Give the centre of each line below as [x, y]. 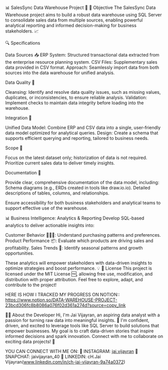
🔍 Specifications [23, 43]
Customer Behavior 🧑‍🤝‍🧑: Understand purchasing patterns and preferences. [83, 235]
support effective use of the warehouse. [47, 208]
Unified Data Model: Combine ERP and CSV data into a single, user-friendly [83, 128]
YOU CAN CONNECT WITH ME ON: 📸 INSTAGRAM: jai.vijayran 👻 [72, 351]
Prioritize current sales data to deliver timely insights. [60, 163]
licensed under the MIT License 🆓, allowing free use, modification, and [79, 274]
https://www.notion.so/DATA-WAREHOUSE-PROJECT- [61, 300]
